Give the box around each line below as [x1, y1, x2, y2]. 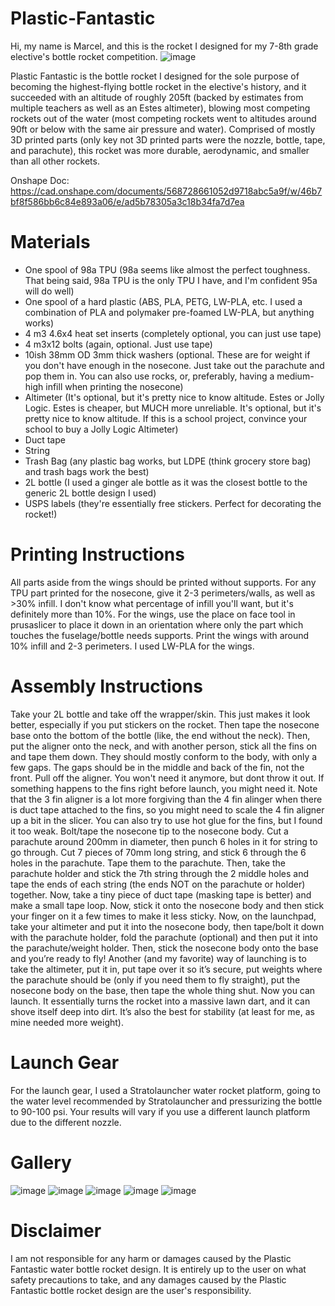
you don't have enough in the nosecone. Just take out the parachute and [24, 359, 325, 371]
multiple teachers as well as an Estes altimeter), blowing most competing [10, 102, 311, 114]
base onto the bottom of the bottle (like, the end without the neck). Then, [10, 729, 311, 741]
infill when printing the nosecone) [45, 380, 184, 392]
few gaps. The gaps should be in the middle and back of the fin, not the [10, 761, 305, 773]
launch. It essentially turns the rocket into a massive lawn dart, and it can [10, 995, 311, 1007]
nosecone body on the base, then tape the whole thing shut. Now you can [10, 984, 316, 996]
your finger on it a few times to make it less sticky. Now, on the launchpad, [10, 910, 317, 922]
